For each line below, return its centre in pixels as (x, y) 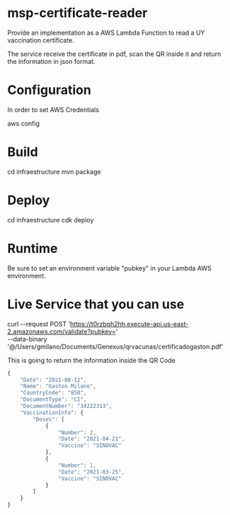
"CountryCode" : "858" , (53, 393)
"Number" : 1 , (77, 465)
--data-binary (27, 339)
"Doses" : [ (49, 419)
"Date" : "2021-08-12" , (53, 380)
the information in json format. (51, 61)
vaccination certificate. (41, 40)
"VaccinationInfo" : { (52, 412)
